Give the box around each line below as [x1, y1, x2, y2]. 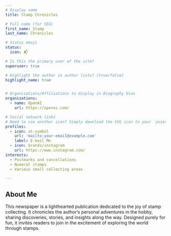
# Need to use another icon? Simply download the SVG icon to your [5, 119, 152, 124]
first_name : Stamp [5, 26, 44, 31]
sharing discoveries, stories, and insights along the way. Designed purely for [5, 215, 166, 221]
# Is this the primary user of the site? [5, 59, 95, 64]
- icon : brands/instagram [10, 143, 65, 148]
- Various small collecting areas [10, 167, 83, 172]
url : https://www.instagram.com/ [14, 148, 85, 153]
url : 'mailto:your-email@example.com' [14, 134, 97, 139]
